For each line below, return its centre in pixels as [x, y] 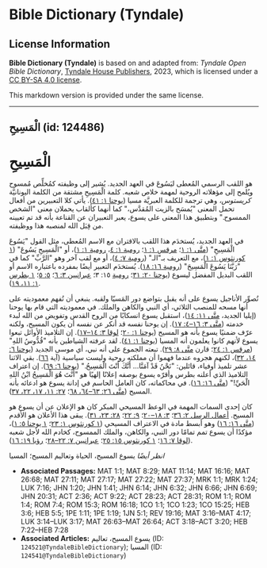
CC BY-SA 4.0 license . [46, 80]
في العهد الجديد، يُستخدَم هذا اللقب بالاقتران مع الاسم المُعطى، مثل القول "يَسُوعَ [126, 241]
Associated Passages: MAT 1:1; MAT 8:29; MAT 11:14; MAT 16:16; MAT [135, 471]
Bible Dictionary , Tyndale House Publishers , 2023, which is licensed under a [133, 71]
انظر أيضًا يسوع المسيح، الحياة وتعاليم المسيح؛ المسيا [87, 456]
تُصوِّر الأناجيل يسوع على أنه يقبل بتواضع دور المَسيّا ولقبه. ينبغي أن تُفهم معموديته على [134, 298]
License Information [59, 44]
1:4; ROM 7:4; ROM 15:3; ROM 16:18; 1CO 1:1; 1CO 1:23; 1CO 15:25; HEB [135, 505]
